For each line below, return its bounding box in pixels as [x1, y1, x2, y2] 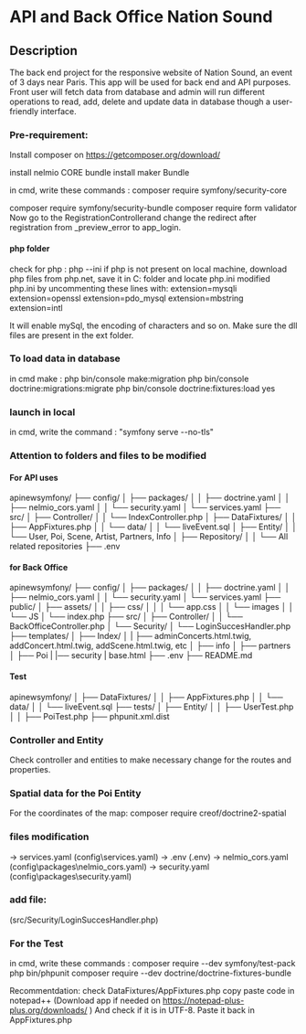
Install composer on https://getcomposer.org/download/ [9, 149, 221, 161]
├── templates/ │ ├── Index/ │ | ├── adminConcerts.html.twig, [9, 631, 252, 642]
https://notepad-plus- [163, 995, 245, 1007]
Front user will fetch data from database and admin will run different [9, 87, 265, 97]
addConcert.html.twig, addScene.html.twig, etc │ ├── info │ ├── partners [9, 640, 291, 651]
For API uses [9, 472, 58, 483]
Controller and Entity [9, 733, 104, 746]
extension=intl [9, 302, 63, 313]
